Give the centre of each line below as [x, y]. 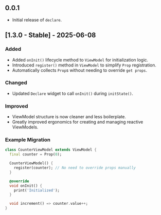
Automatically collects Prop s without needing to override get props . [80, 70]
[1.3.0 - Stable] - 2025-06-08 [51, 35]
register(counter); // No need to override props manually [75, 168]
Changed [16, 83]
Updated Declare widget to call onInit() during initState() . [73, 93]
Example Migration [28, 140]
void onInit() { [26, 186]
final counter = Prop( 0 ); [36, 154]
